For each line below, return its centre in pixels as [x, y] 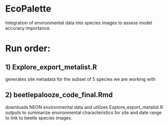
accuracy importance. [28, 28]
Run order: [28, 49]
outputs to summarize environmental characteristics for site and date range [83, 112]
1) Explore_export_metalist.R [51, 67]
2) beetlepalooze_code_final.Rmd [59, 95]
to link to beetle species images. [39, 118]
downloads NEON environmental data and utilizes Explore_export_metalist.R [84, 107]
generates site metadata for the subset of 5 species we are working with [80, 79]
